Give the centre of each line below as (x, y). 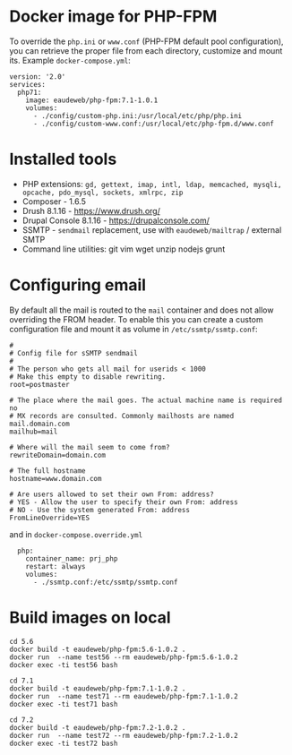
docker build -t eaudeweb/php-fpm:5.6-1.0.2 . (98, 649)
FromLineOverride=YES (50, 518)
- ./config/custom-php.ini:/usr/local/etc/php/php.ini (137, 116)
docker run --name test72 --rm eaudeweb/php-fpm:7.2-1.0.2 (124, 735)
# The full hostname (48, 471)
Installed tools (63, 159)
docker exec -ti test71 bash (64, 704)
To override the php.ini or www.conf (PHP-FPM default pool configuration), (146, 41)
